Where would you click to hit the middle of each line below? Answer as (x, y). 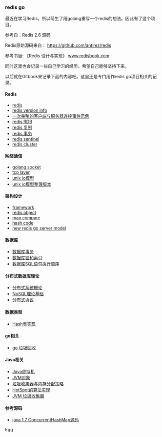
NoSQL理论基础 (28, 294)
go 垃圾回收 (24, 348)
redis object (24, 212)
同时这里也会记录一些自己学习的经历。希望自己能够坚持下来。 (67, 66)
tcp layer (21, 172)
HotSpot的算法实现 (31, 390)
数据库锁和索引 (27, 258)
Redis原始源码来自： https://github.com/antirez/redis (58, 45)
